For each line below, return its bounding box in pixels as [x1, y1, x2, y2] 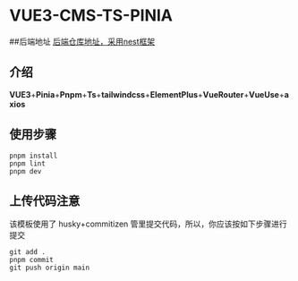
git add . [9, 248, 47, 257]
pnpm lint [9, 158, 47, 168]
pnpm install [9, 151, 58, 160]
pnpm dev [9, 166, 42, 175]
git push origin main [9, 263, 90, 273]
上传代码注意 [9, 193, 81, 209]
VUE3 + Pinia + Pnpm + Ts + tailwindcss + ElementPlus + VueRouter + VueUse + [9, 89, 285, 99]
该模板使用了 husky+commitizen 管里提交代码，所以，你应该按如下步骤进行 [9, 218, 288, 229]
